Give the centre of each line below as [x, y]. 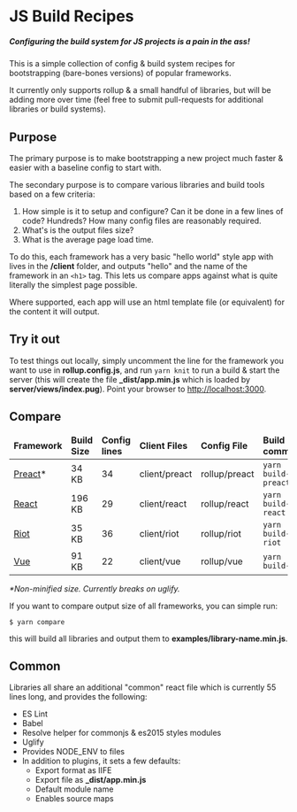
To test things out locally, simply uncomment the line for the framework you [147, 360]
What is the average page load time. [88, 239]
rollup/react [225, 504]
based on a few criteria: [52, 194]
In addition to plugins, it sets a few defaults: [101, 761]
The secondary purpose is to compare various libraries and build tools [137, 184]
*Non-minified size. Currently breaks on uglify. [95, 588]
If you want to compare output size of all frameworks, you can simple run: [144, 606]
